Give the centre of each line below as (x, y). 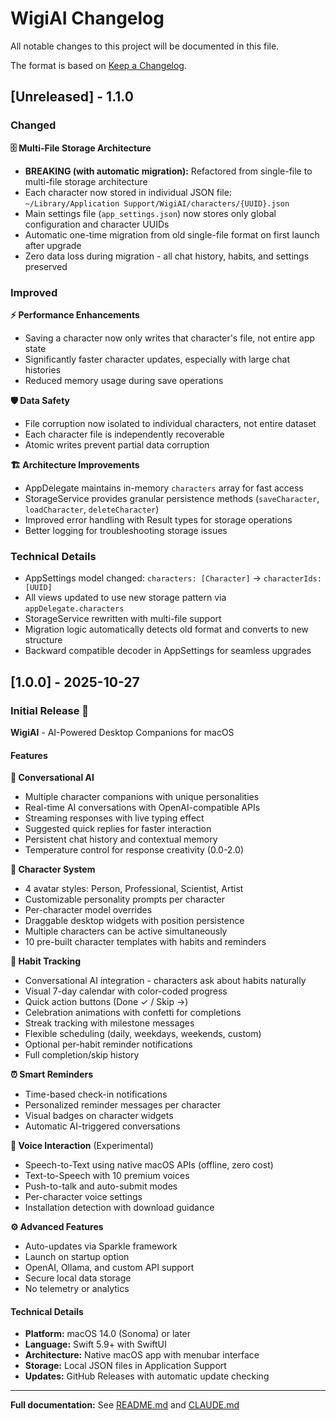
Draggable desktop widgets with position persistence (134, 921)
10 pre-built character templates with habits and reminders (145, 942)
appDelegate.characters (74, 609)
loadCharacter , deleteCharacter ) (92, 509)
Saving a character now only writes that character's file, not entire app (170, 338)
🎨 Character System (53, 869)
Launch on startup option (77, 1257)
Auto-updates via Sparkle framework (101, 1246)
